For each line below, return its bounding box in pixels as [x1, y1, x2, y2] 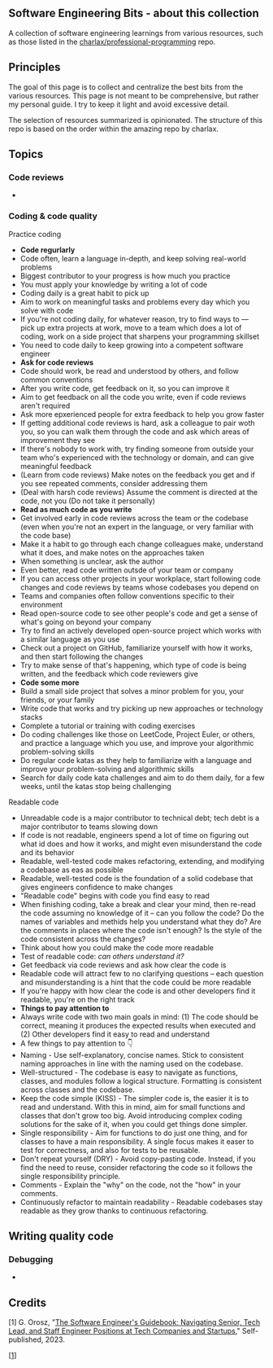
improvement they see [19, 435, 96, 445]
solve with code [19, 305, 74, 315]
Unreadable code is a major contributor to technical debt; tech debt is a [19, 813, 260, 822]
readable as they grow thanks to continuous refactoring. [19, 1205, 209, 1216]
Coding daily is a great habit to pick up [19, 288, 149, 298]
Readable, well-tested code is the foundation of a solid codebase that [19, 873, 253, 883]
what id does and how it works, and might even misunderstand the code [19, 839, 262, 848]
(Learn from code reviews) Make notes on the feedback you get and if [19, 470, 256, 480]
